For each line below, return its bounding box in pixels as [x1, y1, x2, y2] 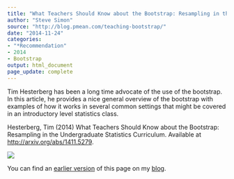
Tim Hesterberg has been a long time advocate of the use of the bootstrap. [7, 87, 223, 96]
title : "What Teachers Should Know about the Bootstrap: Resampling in [7, 10, 219, 17]
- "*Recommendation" [7, 42, 68, 49]
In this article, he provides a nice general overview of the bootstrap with [7, 94, 214, 103]
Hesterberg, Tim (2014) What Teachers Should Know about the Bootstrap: [7, 123, 219, 131]
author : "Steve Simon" [7, 17, 73, 24]
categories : [7, 36, 42, 43]
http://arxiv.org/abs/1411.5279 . [7, 137, 94, 146]
